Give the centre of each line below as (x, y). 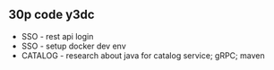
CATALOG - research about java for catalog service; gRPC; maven (143, 55)
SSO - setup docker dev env (73, 46)
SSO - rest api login (57, 36)
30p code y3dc (51, 15)
